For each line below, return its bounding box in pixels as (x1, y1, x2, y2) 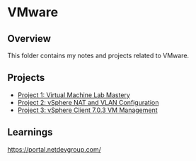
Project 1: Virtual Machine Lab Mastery (17, 90, 131, 99)
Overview (7, 33, 52, 45)
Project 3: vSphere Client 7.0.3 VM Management (17, 106, 158, 114)
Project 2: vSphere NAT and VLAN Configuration (17, 98, 159, 106)
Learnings (7, 126, 53, 138)
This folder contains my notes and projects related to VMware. (7, 51, 190, 60)
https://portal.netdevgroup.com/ (7, 145, 101, 153)
